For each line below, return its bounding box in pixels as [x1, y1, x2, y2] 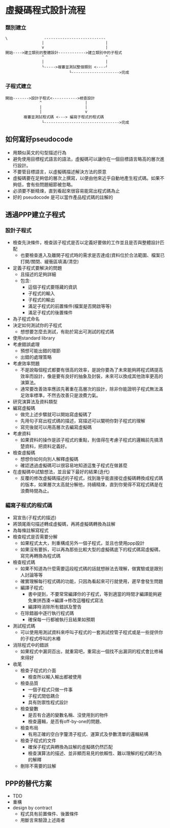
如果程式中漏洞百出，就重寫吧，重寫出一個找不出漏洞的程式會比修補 [20, 648, 163, 654]
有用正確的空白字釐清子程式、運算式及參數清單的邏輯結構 [27, 731, 149, 737]
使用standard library [12, 335, 55, 341]
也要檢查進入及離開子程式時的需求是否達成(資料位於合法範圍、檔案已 [20, 252, 165, 258]
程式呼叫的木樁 [29, 635, 61, 642]
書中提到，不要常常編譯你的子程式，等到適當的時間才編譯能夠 [27, 591, 158, 597]
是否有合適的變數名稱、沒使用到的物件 [27, 712, 108, 718]
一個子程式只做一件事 [27, 686, 73, 692]
